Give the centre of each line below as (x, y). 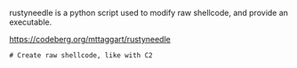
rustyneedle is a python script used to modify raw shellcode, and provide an (149, 13)
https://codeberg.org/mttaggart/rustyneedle (90, 39)
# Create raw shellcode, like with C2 (81, 56)
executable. (31, 22)
